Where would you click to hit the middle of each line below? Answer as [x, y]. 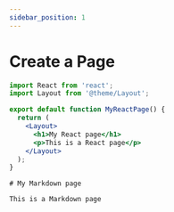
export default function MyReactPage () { [87, 110]
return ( [33, 118]
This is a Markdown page [55, 200]
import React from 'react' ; [62, 86]
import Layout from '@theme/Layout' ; [79, 94]
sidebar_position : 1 [48, 17]
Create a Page [62, 61]
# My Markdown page [46, 183]
